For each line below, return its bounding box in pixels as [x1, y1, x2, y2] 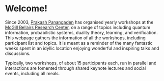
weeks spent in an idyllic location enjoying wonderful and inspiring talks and [5, 45, 160, 51]
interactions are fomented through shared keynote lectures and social [5, 65, 146, 71]
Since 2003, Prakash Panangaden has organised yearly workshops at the [5, 19, 154, 25]
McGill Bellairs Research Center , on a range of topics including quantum [5, 24, 151, 30]
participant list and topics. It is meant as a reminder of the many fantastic [5, 40, 153, 46]
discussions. [5, 50, 30, 56]
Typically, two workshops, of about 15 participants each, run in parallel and [5, 60, 157, 66]
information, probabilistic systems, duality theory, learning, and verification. [5, 29, 158, 35]
